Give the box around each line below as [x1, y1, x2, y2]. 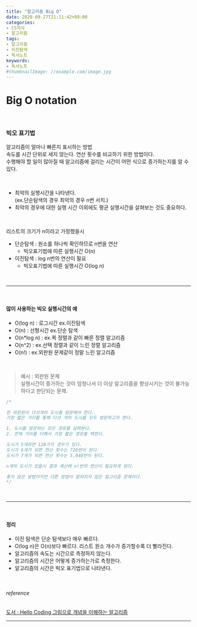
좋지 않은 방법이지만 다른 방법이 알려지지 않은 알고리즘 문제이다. [6, 474, 142, 480]
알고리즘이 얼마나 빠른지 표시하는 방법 [6, 143, 93, 150]
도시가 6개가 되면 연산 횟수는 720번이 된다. [6, 447, 100, 453]
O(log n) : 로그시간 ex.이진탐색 [14, 319, 86, 326]
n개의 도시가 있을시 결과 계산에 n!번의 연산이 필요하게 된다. [6, 463, 134, 469]
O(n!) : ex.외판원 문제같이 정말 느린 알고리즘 [14, 349, 116, 356]
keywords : [6, 58, 30, 63]
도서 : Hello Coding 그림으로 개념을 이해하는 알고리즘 [6, 608, 128, 615]
